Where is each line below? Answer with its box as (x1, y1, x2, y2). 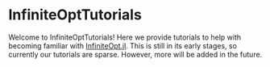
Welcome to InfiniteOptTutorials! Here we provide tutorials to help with (8, 32, 242, 42)
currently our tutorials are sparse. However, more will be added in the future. (8, 49, 263, 59)
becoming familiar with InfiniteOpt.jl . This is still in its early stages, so (8, 40, 238, 50)
